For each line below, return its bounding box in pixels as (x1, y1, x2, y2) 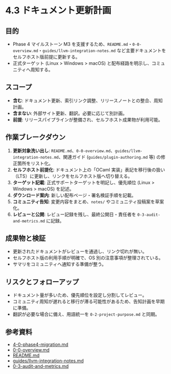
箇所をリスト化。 (17, 160, 54, 166)
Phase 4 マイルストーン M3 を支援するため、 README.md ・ (12, 41, 133, 47)
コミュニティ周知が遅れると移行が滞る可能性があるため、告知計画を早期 (12, 298, 165, 305)
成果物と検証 (5, 234, 46, 243)
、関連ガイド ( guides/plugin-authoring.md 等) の (58, 154, 161, 160)
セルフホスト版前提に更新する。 (12, 54, 80, 60)
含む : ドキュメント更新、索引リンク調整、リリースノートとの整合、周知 (12, 97, 163, 104)
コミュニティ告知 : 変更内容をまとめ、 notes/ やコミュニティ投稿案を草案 (12, 198, 164, 205)
